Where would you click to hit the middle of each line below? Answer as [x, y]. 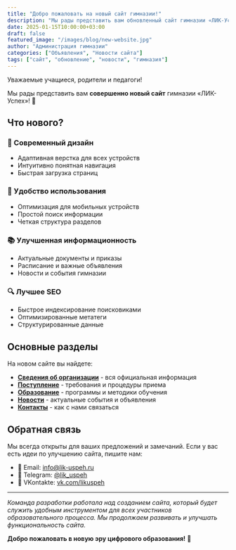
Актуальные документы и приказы [70, 258]
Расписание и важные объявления [70, 266]
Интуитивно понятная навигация [66, 165]
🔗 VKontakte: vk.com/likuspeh [61, 482]
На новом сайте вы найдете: [50, 364]
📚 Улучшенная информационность [72, 240]
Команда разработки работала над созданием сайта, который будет [112, 502]
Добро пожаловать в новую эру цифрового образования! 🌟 [99, 538]
